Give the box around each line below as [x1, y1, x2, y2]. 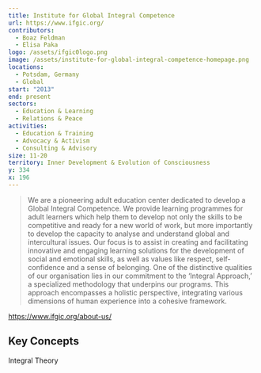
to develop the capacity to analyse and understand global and [27, 229, 230, 238]
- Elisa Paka [15, 41, 59, 49]
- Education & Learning [15, 108, 93, 116]
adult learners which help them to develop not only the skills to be [27, 211, 243, 222]
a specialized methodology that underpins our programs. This [27, 279, 229, 289]
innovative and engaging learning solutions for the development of [27, 245, 245, 255]
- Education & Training [15, 129, 93, 137]
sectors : [8, 100, 37, 108]
